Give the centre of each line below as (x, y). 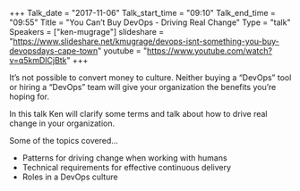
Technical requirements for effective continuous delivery (126, 167)
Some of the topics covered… (64, 141)
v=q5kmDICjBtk (38, 60)
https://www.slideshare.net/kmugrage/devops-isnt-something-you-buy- (146, 41)
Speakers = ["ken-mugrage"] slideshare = (87, 32)
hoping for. (30, 96)
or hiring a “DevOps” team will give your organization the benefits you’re (143, 87)
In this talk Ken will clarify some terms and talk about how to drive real (138, 114)
